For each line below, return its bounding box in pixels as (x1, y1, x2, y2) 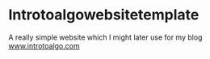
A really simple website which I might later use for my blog (8, 32, 203, 42)
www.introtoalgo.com (8, 40, 80, 50)
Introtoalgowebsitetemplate (8, 6, 199, 24)
